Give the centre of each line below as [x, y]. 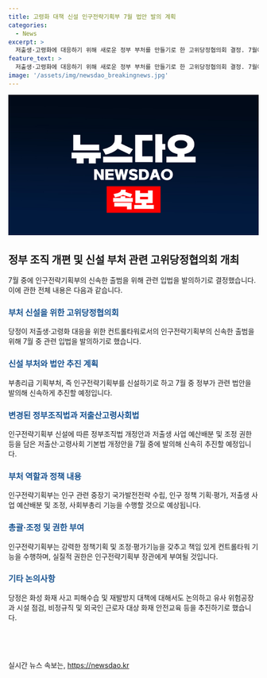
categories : [28, 25]
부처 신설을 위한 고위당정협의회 [64, 312]
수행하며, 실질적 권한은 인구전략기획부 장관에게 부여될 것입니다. [120, 557]
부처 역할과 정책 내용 [45, 476]
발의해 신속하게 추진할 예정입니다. [60, 392]
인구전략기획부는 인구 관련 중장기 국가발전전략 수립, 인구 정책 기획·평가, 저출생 [129, 495]
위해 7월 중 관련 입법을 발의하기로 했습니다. [75, 341]
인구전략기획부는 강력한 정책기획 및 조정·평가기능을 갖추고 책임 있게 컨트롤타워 [129, 546]
